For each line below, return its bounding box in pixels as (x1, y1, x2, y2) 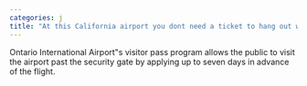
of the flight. (9, 65, 56, 77)
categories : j (9, 13, 64, 23)
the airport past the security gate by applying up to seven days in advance (9, 56, 290, 67)
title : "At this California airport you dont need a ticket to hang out (9, 22, 292, 31)
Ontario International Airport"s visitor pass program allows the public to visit (9, 46, 295, 57)
